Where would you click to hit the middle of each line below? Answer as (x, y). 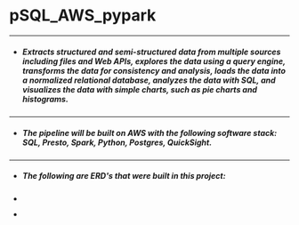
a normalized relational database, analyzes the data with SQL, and (149, 80)
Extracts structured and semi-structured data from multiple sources (151, 52)
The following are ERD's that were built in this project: (124, 176)
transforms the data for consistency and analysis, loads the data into (154, 70)
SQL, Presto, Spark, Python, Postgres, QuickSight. (117, 142)
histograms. (45, 99)
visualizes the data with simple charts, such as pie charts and (140, 89)
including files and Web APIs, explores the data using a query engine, (154, 61)
